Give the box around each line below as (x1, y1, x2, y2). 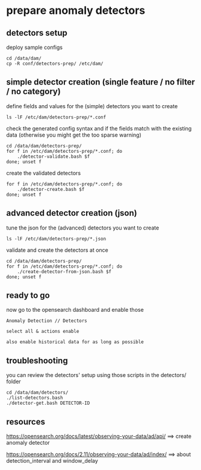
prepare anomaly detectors (6, 4, 146, 18)
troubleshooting (6, 355, 68, 365)
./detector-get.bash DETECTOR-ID (6, 400, 90, 407)
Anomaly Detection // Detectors (6, 318, 87, 324)
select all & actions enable (6, 329, 79, 335)
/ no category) (6, 86, 61, 97)
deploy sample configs (6, 43, 63, 51)
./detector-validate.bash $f (17, 153, 90, 159)
